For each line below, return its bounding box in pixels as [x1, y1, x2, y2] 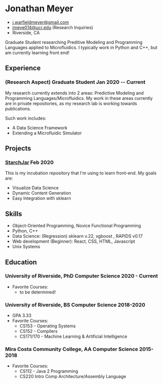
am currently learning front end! [5, 50, 70, 56]
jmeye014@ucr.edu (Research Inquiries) [12, 24, 93, 30]
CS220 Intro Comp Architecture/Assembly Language [19, 374, 126, 380]
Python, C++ [12, 228, 38, 234]
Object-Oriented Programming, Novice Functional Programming [12, 223, 141, 229]
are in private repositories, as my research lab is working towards [5, 100, 137, 106]
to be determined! [19, 289, 56, 295]
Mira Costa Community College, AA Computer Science [5, 346, 138, 352]
